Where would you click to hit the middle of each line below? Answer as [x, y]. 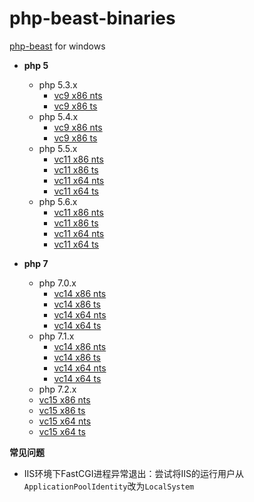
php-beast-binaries [92, 18]
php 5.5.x [58, 148]
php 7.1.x [56, 336]
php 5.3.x [58, 84]
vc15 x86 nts [64, 399]
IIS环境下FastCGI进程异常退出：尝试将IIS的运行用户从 [133, 473]
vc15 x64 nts [65, 421]
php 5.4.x [58, 116]
